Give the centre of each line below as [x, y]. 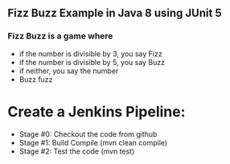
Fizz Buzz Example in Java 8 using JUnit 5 [115, 13]
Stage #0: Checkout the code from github [88, 134]
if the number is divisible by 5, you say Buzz [92, 62]
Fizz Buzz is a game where [60, 36]
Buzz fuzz [36, 79]
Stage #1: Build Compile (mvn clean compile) [93, 142]
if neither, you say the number [69, 71]
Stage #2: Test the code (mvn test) [77, 151]
